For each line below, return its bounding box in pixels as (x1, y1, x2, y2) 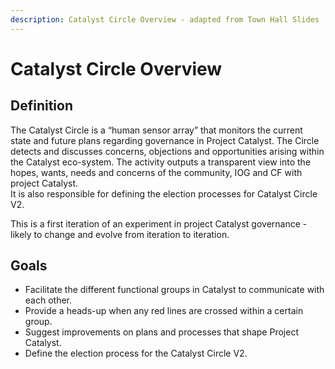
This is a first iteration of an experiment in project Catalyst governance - (10, 217, 308, 230)
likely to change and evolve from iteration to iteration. (10, 228, 230, 240)
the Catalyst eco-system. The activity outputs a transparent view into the (10, 156, 312, 168)
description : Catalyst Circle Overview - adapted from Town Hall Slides (10, 14, 320, 25)
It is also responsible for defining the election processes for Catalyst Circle (10, 187, 318, 200)
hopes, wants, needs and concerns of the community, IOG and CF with (10, 166, 303, 178)
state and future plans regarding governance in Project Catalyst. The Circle (10, 134, 320, 146)
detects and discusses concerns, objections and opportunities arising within (10, 145, 325, 157)
